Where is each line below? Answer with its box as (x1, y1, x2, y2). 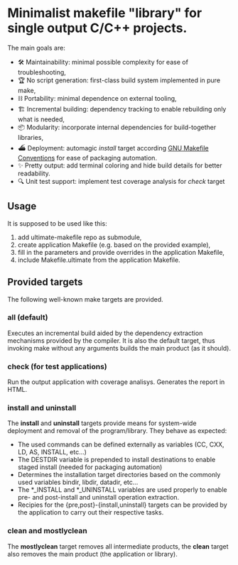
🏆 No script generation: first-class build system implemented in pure (17, 76, 221, 84)
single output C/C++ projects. (7, 20, 188, 36)
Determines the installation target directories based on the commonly (17, 471, 221, 479)
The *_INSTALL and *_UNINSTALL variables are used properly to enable (17, 486, 227, 494)
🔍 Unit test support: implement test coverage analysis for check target (17, 177, 225, 185)
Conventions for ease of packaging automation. (17, 153, 158, 162)
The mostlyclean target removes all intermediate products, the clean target (7, 542, 229, 551)
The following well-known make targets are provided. (7, 295, 163, 303)
